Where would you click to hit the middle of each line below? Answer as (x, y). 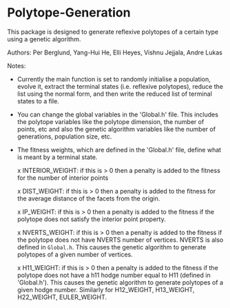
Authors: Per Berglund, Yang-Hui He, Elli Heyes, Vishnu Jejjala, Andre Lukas (115, 52)
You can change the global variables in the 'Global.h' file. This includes (118, 114)
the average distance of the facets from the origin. (88, 198)
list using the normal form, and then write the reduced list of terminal (114, 94)
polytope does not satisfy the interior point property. (92, 219)
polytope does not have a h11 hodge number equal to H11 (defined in (114, 275)
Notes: (17, 65)
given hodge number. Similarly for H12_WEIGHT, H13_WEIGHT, (106, 289)
